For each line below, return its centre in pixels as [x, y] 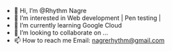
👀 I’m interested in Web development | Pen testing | [87, 18]
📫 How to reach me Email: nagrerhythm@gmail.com [89, 40]
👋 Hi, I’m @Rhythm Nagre [50, 11]
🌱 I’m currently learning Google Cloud [68, 25]
